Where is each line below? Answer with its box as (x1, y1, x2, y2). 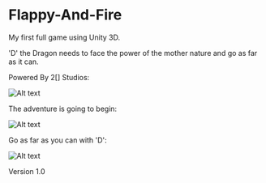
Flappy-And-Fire (8, 6, 122, 24)
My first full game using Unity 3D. (8, 32, 121, 42)
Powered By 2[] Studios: (8, 72, 90, 82)
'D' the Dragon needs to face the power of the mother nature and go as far (8, 48, 258, 57)
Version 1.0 (8, 166, 45, 176)
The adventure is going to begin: (8, 104, 118, 113)
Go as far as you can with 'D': (8, 135, 107, 145)
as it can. (8, 57, 39, 66)
